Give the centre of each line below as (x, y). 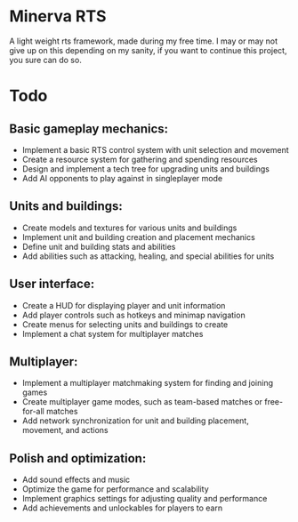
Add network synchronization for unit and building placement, (135, 421)
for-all (33, 412)
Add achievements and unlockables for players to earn (122, 508)
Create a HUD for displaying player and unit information (124, 305)
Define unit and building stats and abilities (99, 246)
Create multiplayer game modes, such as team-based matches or (142, 402)
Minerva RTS (58, 16)
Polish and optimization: (78, 458)
